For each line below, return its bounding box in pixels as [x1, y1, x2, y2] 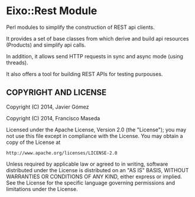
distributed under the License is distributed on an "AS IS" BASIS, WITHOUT [6, 166, 189, 173]
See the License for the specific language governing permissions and [6, 179, 175, 186]
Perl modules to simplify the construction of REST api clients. [6, 24, 155, 31]
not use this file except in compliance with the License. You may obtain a [6, 132, 183, 139]
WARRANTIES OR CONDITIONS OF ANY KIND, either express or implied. [6, 173, 182, 180]
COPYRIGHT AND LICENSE [6, 87, 107, 98]
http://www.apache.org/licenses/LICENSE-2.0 [6, 150, 118, 156]
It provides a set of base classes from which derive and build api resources [6, 35, 189, 42]
